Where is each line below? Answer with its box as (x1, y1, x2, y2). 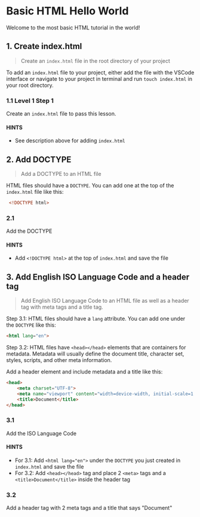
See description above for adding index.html (14, 137, 125, 144)
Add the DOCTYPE (6, 227, 53, 235)
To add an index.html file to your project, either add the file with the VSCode (6, 69, 195, 76)
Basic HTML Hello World (6, 4, 129, 18)
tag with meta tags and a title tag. (20, 303, 103, 311)
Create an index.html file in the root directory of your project (20, 57, 170, 64)
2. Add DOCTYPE (6, 154, 72, 165)
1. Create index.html (6, 41, 82, 51)
